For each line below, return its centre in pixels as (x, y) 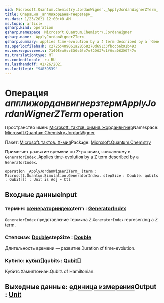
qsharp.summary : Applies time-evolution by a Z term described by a (76, 42)
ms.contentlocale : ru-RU (30, 60)
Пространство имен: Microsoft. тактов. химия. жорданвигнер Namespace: (82, 127)
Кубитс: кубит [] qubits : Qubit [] (43, 260)
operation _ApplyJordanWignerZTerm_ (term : (51, 171)
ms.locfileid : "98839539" (31, 69)
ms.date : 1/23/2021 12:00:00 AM (38, 19)
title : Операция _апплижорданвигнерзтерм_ (49, 14)
